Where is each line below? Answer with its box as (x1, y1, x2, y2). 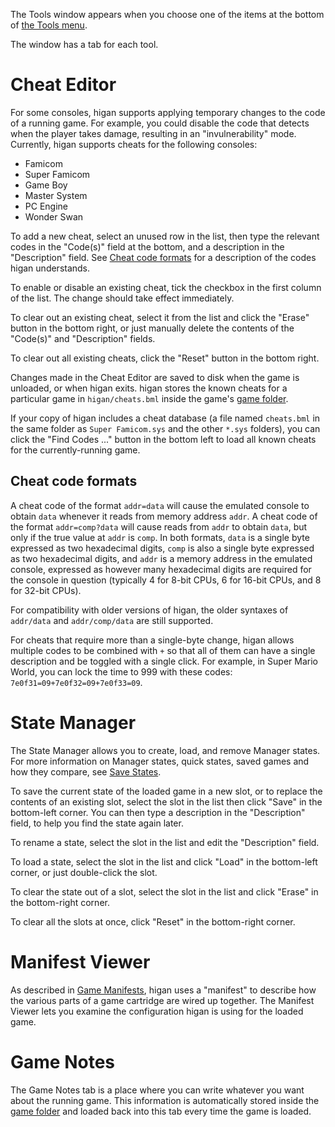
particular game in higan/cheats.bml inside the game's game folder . (10, 392, 289, 404)
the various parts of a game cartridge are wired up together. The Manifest (10, 994, 315, 1006)
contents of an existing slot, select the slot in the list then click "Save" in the (10, 795, 323, 808)
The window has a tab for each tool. (10, 39, 159, 50)
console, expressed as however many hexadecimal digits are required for (10, 563, 312, 575)
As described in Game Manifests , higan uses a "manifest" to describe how (10, 984, 317, 996)
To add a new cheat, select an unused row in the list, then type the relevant (10, 230, 320, 242)
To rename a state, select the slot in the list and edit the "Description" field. (10, 836, 320, 848)
